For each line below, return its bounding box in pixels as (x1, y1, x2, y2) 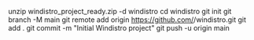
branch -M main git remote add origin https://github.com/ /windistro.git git (8, 15, 246, 24)
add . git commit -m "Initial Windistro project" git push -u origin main (8, 24, 230, 32)
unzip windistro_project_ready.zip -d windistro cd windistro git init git (8, 7, 232, 16)
